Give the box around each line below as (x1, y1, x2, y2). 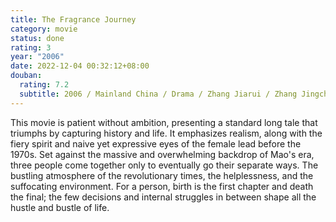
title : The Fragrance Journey (10, 14, 137, 25)
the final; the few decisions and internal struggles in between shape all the (10, 191, 317, 203)
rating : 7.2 (19, 80, 70, 90)
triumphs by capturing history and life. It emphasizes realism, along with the (10, 127, 323, 139)
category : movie (10, 24, 78, 34)
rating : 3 (10, 42, 52, 53)
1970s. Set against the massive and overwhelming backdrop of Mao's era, (10, 148, 315, 160)
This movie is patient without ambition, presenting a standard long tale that (10, 116, 318, 128)
